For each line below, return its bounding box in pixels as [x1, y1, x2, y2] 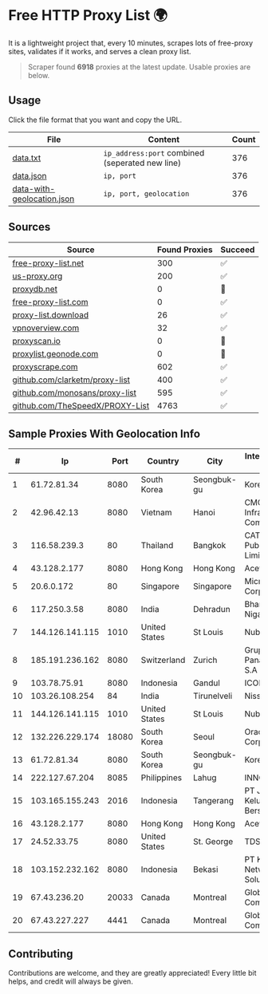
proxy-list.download [12, 309, 89, 320]
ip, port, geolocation [103, 189, 190, 198]
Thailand [140, 540, 174, 551]
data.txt [12, 152, 41, 164]
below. [27, 70, 50, 80]
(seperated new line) [103, 157, 182, 168]
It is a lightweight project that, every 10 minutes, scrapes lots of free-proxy [8, 37, 254, 48]
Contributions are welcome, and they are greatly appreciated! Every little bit [8, 968, 257, 978]
